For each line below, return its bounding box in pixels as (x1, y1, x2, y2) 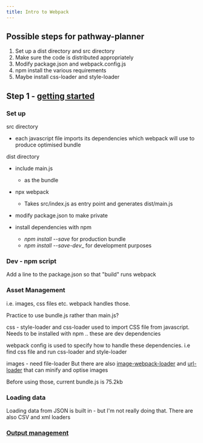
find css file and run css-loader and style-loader (6, 348, 127, 355)
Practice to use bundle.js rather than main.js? (6, 311, 119, 319)
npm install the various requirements (15, 67, 107, 74)
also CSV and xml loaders (6, 414, 71, 421)
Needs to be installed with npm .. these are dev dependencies (6, 329, 161, 337)
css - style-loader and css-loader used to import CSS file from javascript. (6, 323, 190, 331)
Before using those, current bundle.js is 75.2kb (6, 378, 123, 385)
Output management (6, 428, 69, 437)
